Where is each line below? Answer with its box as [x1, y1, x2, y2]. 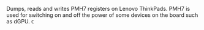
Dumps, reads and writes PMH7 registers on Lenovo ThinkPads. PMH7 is [6, 5, 191, 12]
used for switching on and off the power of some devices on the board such [6, 11, 198, 19]
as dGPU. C [6, 18, 35, 25]
